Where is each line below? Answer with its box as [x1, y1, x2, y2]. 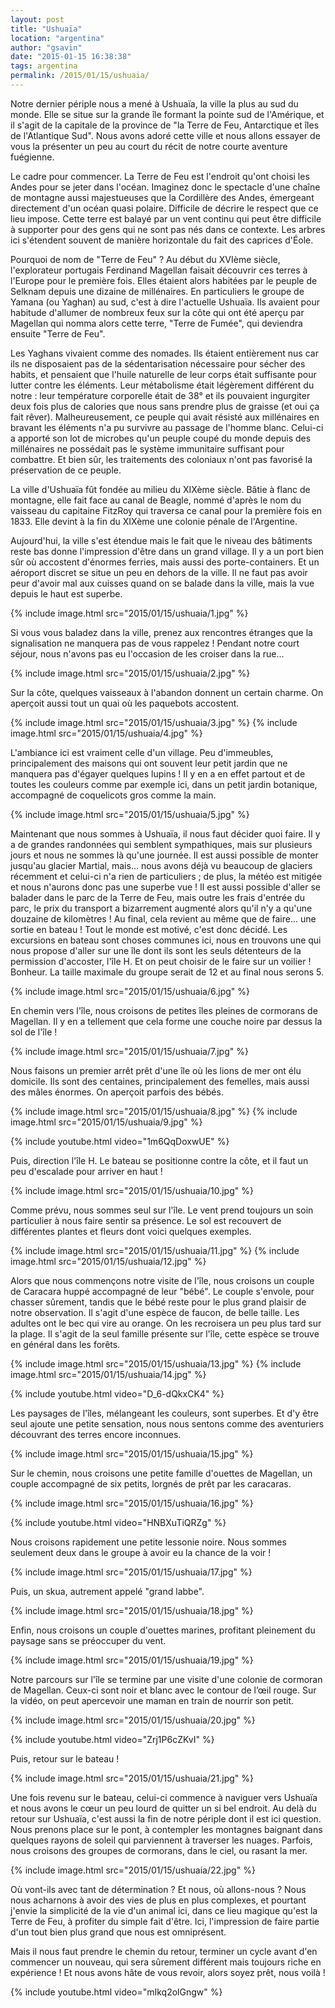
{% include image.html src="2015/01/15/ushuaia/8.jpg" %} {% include [10, 1105, 298, 1117]
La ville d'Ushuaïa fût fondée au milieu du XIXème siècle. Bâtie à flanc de [10, 483, 311, 495]
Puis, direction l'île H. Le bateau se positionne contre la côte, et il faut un [10, 1154, 309, 1166]
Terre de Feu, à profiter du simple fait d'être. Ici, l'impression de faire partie [10, 1915, 320, 1927]
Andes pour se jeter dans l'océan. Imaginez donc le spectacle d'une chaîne [10, 181, 321, 193]
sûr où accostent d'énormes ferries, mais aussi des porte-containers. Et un [10, 556, 320, 568]
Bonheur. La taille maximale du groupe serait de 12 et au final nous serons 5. [10, 966, 324, 978]
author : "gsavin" [10, 42, 83, 53]
